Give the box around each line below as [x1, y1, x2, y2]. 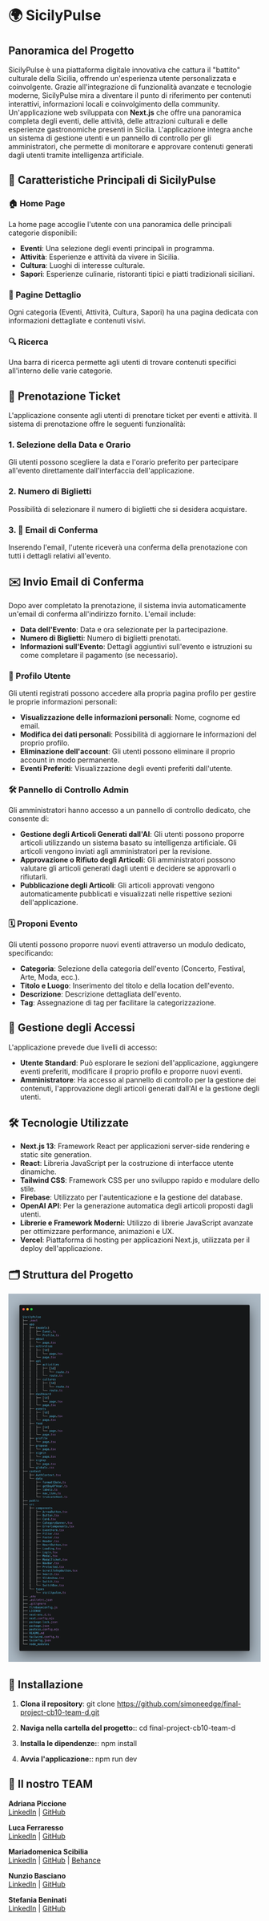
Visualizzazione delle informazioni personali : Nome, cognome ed [19, 713, 240, 722]
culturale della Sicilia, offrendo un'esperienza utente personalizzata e [8, 74, 237, 83]
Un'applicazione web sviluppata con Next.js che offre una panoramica [8, 108, 242, 117]
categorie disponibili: [8, 228, 78, 238]
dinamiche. [19, 1167, 58, 1176]
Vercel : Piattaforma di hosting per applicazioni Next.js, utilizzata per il [19, 1235, 251, 1245]
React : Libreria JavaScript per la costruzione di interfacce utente [19, 1159, 234, 1168]
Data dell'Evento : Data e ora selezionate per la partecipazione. [19, 624, 228, 634]
